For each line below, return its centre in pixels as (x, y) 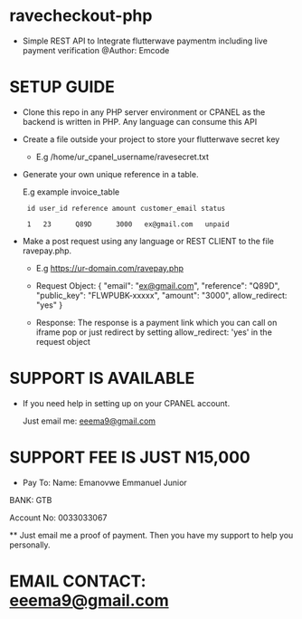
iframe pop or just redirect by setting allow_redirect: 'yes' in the (154, 332)
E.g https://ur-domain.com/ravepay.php (109, 268)
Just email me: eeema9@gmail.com (89, 421)
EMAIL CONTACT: (78, 581)
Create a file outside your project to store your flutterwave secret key (151, 139)
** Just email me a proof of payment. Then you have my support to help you (151, 535)
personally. (30, 545)
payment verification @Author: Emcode (96, 50)
